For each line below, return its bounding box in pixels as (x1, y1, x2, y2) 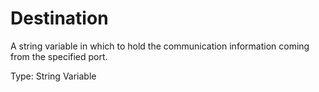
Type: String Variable (10, 70, 97, 82)
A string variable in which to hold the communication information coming (10, 40, 310, 52)
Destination (10, 7, 109, 30)
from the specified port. (10, 50, 108, 62)
